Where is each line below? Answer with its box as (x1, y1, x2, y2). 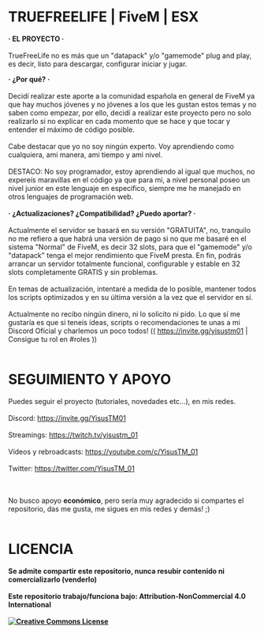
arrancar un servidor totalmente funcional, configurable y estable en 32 (8, 259, 240, 268)
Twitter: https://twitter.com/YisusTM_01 (8, 463, 136, 473)
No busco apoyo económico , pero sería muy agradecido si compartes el (8, 496, 244, 505)
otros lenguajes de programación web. (8, 192, 134, 201)
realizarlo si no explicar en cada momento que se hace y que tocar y (8, 116, 231, 125)
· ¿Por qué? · (8, 74, 50, 84)
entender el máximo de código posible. (8, 125, 136, 134)
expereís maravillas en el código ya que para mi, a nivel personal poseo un (8, 174, 251, 185)
